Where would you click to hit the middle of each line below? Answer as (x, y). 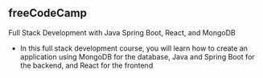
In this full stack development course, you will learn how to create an (134, 48)
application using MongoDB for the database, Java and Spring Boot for (137, 56)
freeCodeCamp (47, 13)
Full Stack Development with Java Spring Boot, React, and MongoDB (122, 32)
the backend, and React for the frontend (86, 65)
